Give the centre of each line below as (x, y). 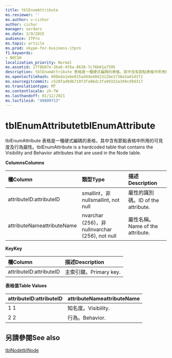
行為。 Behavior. (87, 318)
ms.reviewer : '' (23, 15)
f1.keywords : (19, 53)
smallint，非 (96, 194)
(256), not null (99, 236)
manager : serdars (24, 29)
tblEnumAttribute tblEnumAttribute (80, 126)
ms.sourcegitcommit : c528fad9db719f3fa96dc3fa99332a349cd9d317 (74, 81)
